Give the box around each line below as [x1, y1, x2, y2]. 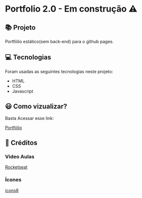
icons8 [5, 187, 19, 193]
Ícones [5, 176, 22, 183]
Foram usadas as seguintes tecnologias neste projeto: [5, 68, 113, 74]
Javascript [12, 88, 34, 94]
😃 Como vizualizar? [5, 102, 67, 111]
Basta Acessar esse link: [5, 115, 54, 121]
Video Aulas [5, 153, 35, 160]
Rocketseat [5, 164, 28, 170]
